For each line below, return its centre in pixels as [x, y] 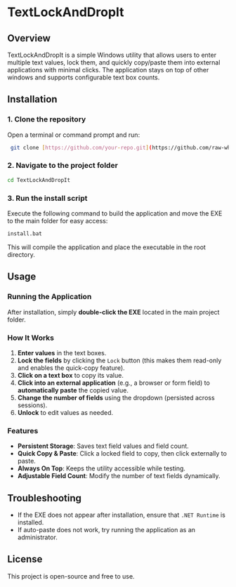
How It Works [31, 338]
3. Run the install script [47, 198]
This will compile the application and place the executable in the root [106, 247]
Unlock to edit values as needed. [65, 412]
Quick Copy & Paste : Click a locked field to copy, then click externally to [122, 454]
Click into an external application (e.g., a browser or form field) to [114, 383]
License [25, 559]
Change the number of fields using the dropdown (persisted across [116, 397]
